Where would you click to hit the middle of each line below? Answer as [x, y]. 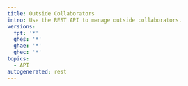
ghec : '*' [28, 53]
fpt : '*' [26, 33]
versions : [22, 26]
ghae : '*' [28, 46]
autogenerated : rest [37, 71]
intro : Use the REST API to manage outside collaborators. [95, 20]
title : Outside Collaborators [51, 14]
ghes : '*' [28, 40]
